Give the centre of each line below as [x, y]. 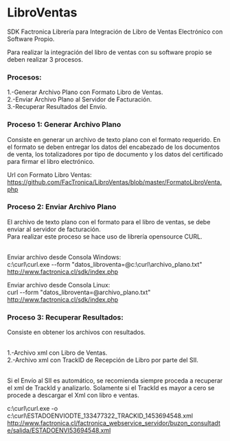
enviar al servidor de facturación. [54, 229]
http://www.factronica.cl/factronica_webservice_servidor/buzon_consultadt [114, 423]
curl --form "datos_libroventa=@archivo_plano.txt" [79, 292]
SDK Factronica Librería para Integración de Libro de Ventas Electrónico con [115, 32]
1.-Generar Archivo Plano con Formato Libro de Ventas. [85, 92]
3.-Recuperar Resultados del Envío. [57, 107]
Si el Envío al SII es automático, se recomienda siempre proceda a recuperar [115, 381]
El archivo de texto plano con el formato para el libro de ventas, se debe [109, 222]
